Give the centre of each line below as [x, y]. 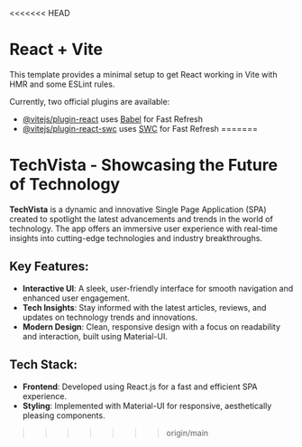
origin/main [188, 433]
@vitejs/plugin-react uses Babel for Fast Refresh [113, 119]
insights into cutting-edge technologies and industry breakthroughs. [136, 237]
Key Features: [49, 267]
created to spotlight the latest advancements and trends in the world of [141, 219]
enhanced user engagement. [76, 298]
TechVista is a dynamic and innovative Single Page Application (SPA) [138, 209]
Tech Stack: [44, 365]
